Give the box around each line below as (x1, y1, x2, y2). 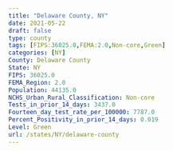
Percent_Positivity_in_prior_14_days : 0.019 (8, 116, 159, 124)
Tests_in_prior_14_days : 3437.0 (8, 101, 116, 109)
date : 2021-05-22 (8, 19, 66, 27)
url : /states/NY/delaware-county (8, 130, 120, 138)
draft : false (8, 26, 52, 34)
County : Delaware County (8, 57, 91, 65)
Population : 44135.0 (8, 85, 77, 94)
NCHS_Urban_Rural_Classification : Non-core (8, 93, 155, 101)
